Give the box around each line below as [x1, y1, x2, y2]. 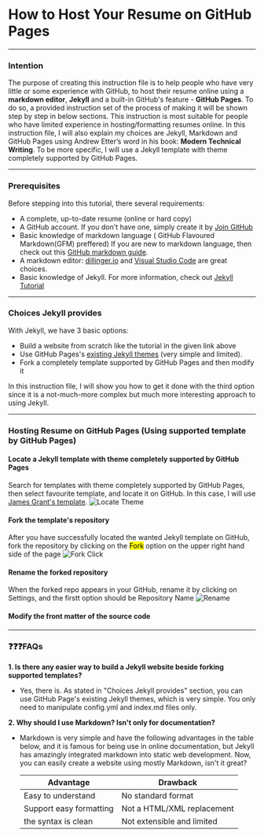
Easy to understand [23, 790, 96, 801]
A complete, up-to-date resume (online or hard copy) [19, 214, 192, 223]
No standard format [121, 790, 194, 801]
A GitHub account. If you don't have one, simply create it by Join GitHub [19, 222, 254, 232]
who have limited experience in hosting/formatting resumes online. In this [8, 120, 246, 129]
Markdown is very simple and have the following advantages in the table [19, 733, 254, 742]
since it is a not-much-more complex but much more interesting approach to [8, 389, 256, 399]
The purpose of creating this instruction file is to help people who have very [8, 78, 254, 87]
